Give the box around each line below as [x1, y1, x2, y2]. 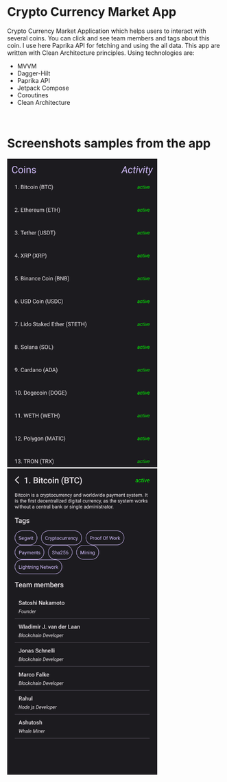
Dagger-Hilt [16, 69, 51, 77]
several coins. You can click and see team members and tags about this [7, 34, 211, 42]
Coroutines [16, 90, 49, 99]
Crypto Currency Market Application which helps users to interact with [7, 27, 207, 35]
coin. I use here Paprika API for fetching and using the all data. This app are [7, 41, 221, 49]
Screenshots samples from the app [7, 136, 211, 151]
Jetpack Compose [16, 84, 70, 92]
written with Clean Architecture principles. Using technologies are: [7, 49, 195, 57]
